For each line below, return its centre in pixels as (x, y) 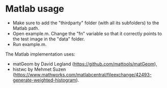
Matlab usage (35, 9)
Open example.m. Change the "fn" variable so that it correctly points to (87, 33)
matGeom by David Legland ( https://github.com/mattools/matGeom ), (85, 64)
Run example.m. (30, 44)
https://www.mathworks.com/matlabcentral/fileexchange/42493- (83, 74)
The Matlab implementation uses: (40, 54)
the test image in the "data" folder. (49, 39)
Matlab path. (26, 28)
